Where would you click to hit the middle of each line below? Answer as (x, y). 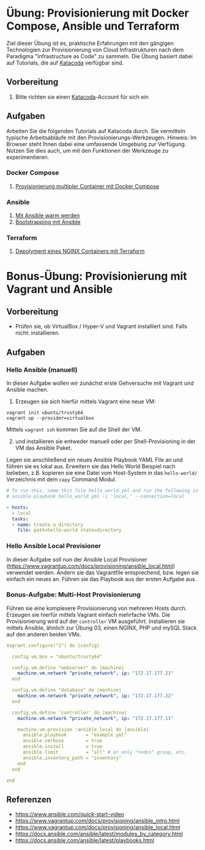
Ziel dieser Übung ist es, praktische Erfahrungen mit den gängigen (90, 43)
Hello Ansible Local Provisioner (54, 546)
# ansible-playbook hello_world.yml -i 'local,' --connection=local (95, 496)
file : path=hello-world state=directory (69, 530)
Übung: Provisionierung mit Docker (98, 13)
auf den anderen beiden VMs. (44, 634)
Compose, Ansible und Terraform (93, 26)
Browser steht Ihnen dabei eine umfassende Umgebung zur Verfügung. (96, 144)
